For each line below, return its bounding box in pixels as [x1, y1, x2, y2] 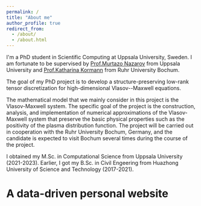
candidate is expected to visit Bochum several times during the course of [6, 135, 188, 142]
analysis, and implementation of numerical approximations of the [6, 109, 168, 116]
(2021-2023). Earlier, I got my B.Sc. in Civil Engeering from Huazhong [6, 159, 179, 166]
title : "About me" [6, 14, 53, 21]
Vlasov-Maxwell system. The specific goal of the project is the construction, [6, 103, 196, 109]
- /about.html [11, 37, 47, 43]
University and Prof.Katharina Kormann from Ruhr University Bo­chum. [6, 66, 180, 73]
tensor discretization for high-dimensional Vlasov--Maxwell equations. [6, 85, 181, 91]
